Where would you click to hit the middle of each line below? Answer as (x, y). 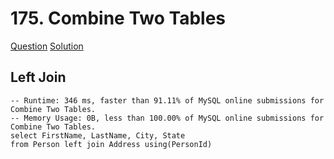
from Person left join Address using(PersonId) (111, 144)
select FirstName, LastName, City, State (98, 135)
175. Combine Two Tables (118, 18)
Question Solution (47, 46)
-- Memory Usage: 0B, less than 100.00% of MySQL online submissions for (167, 118)
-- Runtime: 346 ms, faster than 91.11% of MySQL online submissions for (167, 100)
